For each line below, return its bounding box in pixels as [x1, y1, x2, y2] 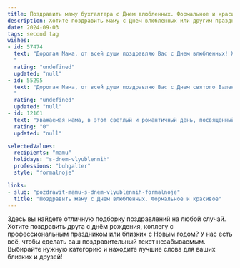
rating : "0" [14, 123, 50, 130]
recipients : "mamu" [14, 149, 72, 157]
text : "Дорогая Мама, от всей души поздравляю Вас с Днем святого [14, 83, 216, 91]
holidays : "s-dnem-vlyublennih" [14, 156, 111, 163]
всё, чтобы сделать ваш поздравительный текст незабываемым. [7, 237, 206, 246]
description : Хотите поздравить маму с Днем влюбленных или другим [7, 17, 213, 24]
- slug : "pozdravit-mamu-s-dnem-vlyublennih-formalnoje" [7, 188, 181, 196]
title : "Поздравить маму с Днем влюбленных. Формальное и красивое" [14, 195, 222, 202]
